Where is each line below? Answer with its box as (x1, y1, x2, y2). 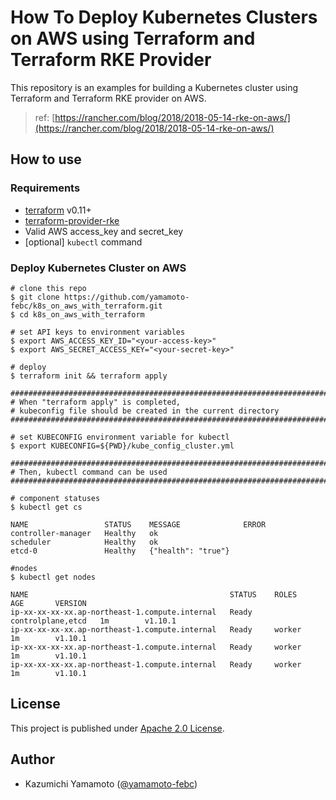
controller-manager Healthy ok (10, 528, 159, 538)
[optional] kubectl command (24, 236, 143, 248)
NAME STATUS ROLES (10, 589, 298, 600)
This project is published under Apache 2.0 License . (10, 722, 225, 734)
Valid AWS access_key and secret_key (24, 225, 184, 237)
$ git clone (10, 292, 60, 302)
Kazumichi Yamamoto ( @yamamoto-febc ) (24, 777, 198, 790)
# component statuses (10, 493, 101, 503)
